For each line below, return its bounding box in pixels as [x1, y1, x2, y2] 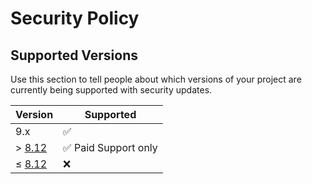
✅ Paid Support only [63, 141, 158, 154]
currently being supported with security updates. [10, 84, 213, 96]
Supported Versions [10, 47, 138, 64]
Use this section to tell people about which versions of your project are [10, 73, 302, 85]
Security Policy [10, 7, 140, 30]
